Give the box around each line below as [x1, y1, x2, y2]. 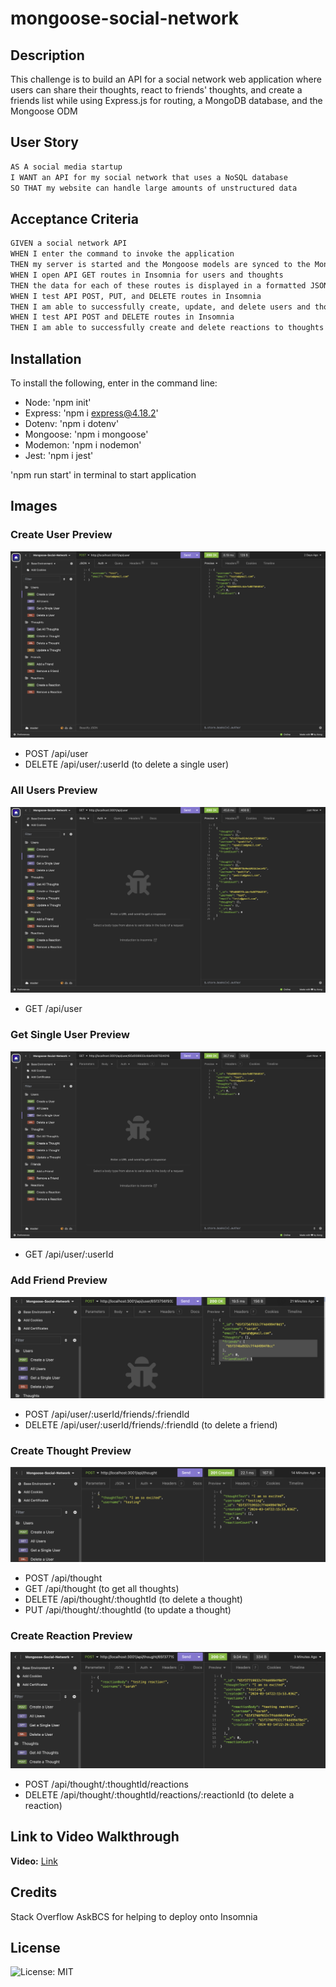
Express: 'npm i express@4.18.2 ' [24, 407, 159, 419]
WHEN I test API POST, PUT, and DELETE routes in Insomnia [10, 291, 262, 301]
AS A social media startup [10, 162, 123, 172]
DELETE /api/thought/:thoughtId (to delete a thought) [24, 1593, 243, 1606]
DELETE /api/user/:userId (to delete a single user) [24, 758, 230, 771]
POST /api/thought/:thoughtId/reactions [24, 1778, 189, 1790]
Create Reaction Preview [10, 1629, 133, 1642]
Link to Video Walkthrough [10, 1828, 180, 1846]
